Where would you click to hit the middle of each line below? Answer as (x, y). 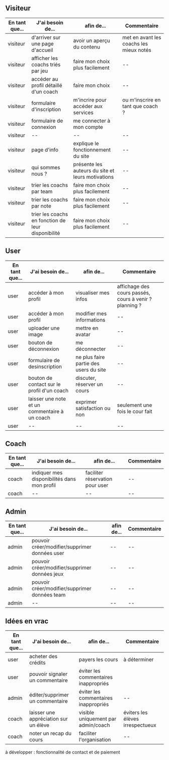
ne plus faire (90, 357)
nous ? (39, 174)
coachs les (135, 43)
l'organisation (95, 740)
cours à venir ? (134, 299)
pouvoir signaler (49, 674)
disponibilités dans (54, 479)
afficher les (45, 58)
